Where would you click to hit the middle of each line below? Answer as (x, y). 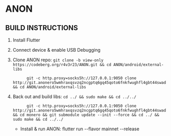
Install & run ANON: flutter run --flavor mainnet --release (80, 129)
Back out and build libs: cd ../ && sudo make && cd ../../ (75, 97)
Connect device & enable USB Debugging (56, 50)
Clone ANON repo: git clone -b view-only (58, 60)
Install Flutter (26, 40)
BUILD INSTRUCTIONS (42, 28)
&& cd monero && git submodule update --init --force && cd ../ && (86, 115)
